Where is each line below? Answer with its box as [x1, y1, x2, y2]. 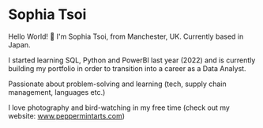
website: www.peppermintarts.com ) [8, 111, 125, 120]
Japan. [8, 40, 31, 49]
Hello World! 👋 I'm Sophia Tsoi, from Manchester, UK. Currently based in [8, 32, 244, 41]
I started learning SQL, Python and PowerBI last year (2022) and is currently [8, 55, 256, 65]
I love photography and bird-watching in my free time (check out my [8, 103, 231, 112]
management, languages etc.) [8, 87, 106, 96]
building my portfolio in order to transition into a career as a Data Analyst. [8, 63, 246, 73]
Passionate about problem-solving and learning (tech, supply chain [8, 79, 227, 88]
